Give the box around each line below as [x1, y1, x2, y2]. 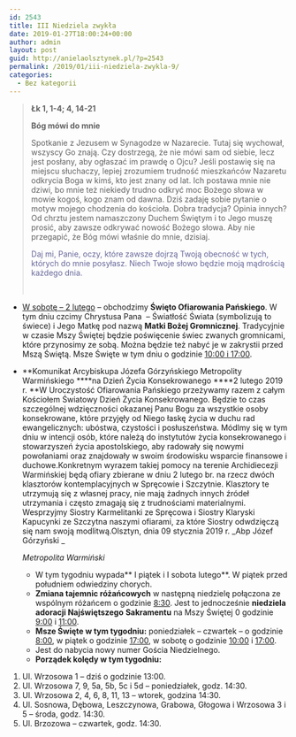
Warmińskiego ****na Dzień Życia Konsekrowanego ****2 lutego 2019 [21, 375, 284, 386]
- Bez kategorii [17, 79, 77, 88]
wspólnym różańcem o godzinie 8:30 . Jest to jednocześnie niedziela [34, 597, 286, 608]
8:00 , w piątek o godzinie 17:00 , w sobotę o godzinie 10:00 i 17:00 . [34, 634, 277, 646]
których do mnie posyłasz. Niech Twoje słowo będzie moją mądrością [30, 257, 285, 268]
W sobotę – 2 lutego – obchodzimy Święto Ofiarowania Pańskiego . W [21, 302, 277, 312]
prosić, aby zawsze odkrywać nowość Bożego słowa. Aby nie [30, 222, 255, 233]
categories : [9, 71, 53, 80]
